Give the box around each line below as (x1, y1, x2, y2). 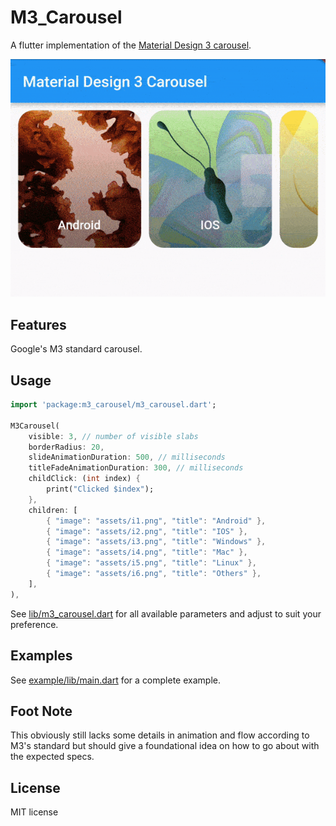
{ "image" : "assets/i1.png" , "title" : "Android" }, (46, 516, 267, 526)
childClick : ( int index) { (28, 474, 141, 484)
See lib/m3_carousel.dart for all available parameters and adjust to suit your (10, 607, 322, 620)
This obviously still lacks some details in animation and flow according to (10, 729, 310, 741)
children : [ (28, 505, 78, 515)
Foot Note (10, 702, 73, 720)
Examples (10, 647, 73, 665)
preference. (10, 618, 59, 630)
